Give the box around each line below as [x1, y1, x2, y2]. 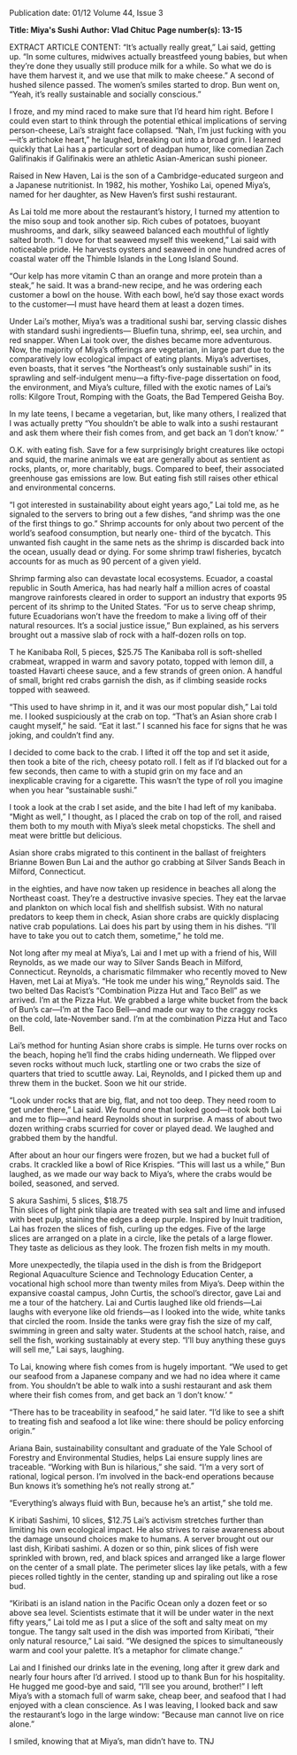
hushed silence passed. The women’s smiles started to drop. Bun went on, [9, 80, 280, 90]
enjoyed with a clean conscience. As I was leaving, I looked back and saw [9, 1700, 278, 1710]
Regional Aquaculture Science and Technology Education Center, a [9, 1269, 254, 1279]
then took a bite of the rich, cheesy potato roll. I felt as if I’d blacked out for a [9, 757, 287, 767]
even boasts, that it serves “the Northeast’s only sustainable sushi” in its [9, 363, 272, 373]
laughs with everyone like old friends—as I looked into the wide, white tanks [9, 1306, 286, 1317]
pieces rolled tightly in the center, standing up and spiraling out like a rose [9, 1572, 278, 1581]
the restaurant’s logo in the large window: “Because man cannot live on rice [9, 1710, 285, 1720]
